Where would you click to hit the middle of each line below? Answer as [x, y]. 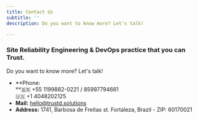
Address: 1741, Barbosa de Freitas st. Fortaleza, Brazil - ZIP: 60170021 [104, 109]
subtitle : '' [23, 18]
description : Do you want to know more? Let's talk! [75, 23]
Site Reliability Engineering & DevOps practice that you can [96, 50]
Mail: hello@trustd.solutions [51, 103]
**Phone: [28, 82]
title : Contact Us [30, 12]
